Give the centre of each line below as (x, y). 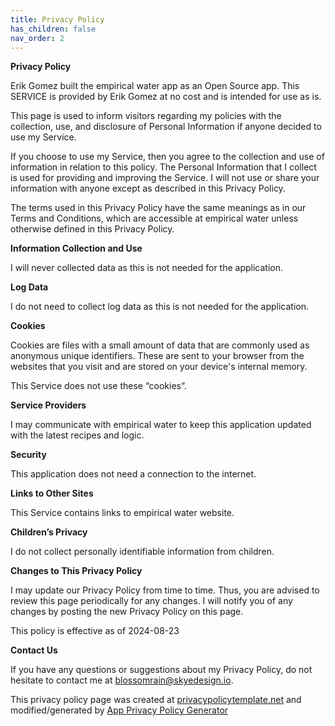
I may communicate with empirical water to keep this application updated (161, 425)
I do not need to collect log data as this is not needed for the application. (159, 307)
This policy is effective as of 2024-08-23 (95, 631)
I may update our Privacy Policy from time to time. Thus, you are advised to (165, 590)
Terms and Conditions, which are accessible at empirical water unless (154, 218)
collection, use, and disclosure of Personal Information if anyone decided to (166, 127)
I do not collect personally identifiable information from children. (142, 552)
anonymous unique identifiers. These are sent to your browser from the (157, 356)
